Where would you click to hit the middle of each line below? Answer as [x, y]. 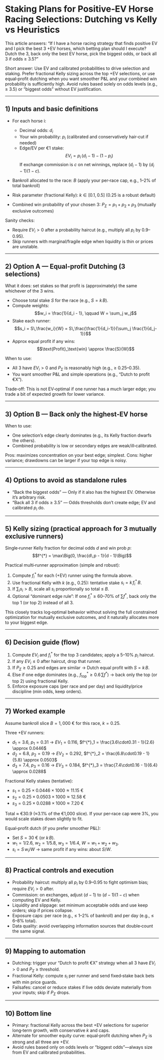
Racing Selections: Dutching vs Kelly [81, 19]
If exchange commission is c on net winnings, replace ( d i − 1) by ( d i [87, 165]
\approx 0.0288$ [29, 772]
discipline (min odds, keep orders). [47, 691]
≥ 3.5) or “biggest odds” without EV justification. [54, 89]
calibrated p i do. [28, 508]
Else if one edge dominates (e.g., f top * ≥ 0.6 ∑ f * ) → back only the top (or [85, 675]
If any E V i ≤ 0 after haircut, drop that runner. [57, 662]
